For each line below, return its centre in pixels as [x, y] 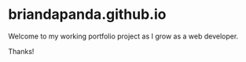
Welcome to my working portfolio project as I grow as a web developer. [123, 36]
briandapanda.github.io [87, 15]
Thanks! [21, 51]
